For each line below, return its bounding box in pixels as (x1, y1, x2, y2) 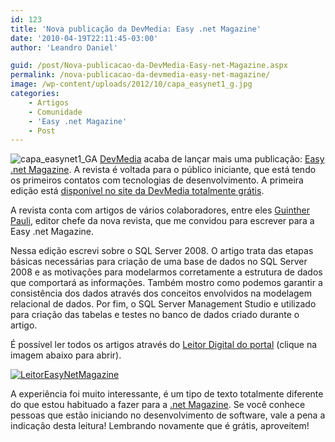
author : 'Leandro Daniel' (10, 42, 118, 53)
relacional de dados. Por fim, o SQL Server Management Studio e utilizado (10, 298, 317, 310)
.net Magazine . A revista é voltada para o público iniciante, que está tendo (10, 164, 317, 176)
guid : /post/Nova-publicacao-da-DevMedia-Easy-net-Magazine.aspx (10, 61, 288, 71)
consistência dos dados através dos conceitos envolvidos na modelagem (10, 287, 313, 300)
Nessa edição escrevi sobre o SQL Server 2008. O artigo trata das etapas (10, 245, 314, 257)
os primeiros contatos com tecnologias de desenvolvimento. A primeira (10, 174, 304, 186)
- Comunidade (28, 107, 83, 117)
